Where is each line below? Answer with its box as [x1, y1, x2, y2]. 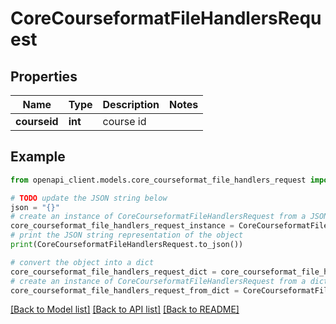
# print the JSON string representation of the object [10, 230, 244, 241]
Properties [10, 68, 78, 85]
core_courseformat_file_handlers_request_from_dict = [10, 285, 240, 296]
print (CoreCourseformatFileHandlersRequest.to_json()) [10, 240, 244, 250]
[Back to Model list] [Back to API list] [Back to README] [10, 303, 240, 316]
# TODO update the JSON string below [10, 193, 168, 203]
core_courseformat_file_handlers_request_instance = [10, 221, 235, 231]
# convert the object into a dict [10, 257, 155, 267]
